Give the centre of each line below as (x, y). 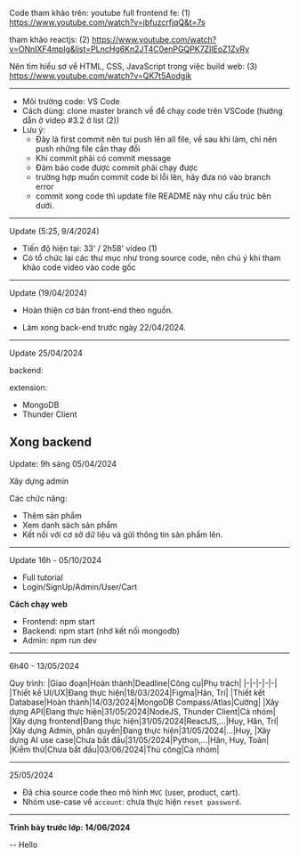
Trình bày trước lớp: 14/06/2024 (70, 827)
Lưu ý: (34, 130)
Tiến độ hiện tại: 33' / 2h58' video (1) (89, 248)
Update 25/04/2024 (46, 353)
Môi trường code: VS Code (71, 101)
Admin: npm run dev (60, 640)
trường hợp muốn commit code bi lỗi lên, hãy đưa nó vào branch (153, 177)
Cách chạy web (39, 604)
